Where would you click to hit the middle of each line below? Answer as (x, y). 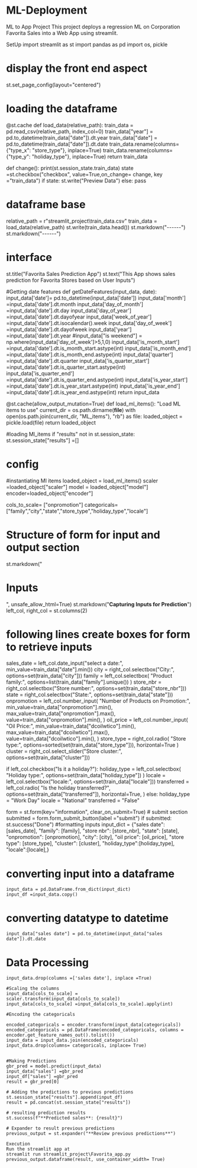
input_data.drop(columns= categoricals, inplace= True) (76, 1045)
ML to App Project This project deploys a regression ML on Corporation (93, 27)
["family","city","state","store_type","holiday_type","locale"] (77, 511)
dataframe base (46, 204)
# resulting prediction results (46, 1113)
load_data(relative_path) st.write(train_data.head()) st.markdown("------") (96, 227)
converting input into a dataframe (90, 873)
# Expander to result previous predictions (61, 1128)
